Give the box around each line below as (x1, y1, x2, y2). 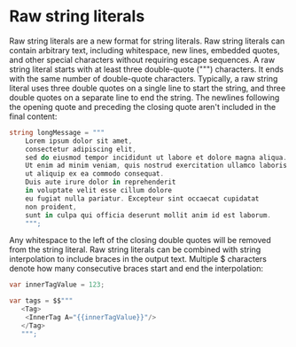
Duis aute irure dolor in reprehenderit (25, 177, 176, 187)
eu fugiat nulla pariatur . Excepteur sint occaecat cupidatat (25, 193, 260, 203)
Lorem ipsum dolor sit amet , (25, 136, 133, 146)
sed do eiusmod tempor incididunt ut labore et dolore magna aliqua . (25, 153, 288, 162)
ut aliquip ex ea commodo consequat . (25, 170, 165, 178)
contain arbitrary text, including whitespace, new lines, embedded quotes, (9, 44, 281, 55)
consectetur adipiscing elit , (25, 145, 137, 154)
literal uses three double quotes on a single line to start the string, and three (9, 83, 286, 93)
